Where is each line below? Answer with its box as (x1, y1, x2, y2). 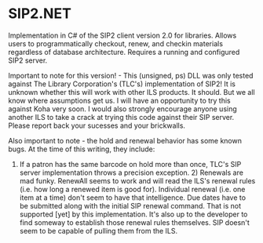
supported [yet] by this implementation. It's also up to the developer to (19, 209, 248, 219)
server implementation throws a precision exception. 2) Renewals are (19, 168, 243, 177)
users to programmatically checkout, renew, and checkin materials (8, 38, 224, 48)
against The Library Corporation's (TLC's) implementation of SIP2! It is (8, 79, 236, 89)
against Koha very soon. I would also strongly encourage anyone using (8, 103, 237, 114)
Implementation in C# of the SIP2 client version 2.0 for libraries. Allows (8, 31, 237, 40)
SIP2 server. (8, 56, 48, 65)
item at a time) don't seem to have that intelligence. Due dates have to (19, 193, 246, 202)
